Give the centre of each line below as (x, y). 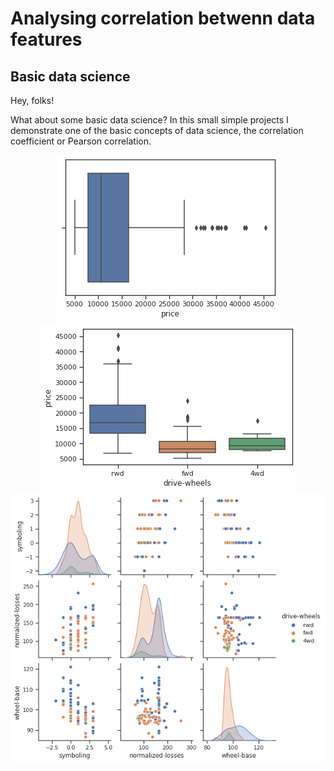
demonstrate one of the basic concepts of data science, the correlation (157, 130)
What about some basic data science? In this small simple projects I (149, 120)
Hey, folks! (32, 100)
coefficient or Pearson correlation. (81, 141)
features (46, 39)
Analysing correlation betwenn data (163, 18)
